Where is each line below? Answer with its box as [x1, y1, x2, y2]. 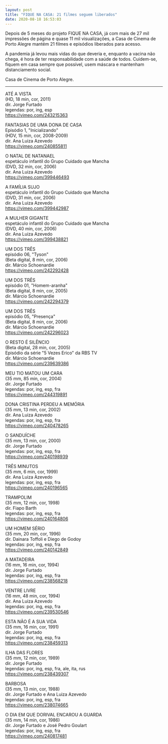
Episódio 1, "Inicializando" [5, 127, 58, 133]
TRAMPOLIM [5, 495, 32, 501]
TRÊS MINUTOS [5, 464, 38, 470]
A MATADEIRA [5, 556, 35, 562]
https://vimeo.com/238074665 [5, 702, 68, 708]
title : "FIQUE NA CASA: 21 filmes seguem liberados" [5, 12, 117, 17]
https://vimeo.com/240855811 [5, 143, 67, 150]
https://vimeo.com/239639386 [5, 361, 69, 367]
